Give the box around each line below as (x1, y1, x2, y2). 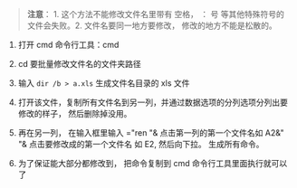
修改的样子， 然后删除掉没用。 (17, 108, 132, 118)
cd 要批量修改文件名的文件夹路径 (17, 59, 142, 69)
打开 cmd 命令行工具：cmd (17, 40, 120, 50)
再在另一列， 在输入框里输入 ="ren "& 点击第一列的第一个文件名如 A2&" (17, 127, 285, 138)
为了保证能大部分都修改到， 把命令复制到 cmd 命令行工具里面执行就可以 (17, 158, 288, 168)
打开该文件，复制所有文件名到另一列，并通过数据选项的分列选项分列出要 (17, 97, 288, 108)
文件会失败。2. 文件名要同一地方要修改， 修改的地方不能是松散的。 (26, 20, 278, 31)
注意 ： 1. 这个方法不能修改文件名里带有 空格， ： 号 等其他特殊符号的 (26, 9, 285, 19)
